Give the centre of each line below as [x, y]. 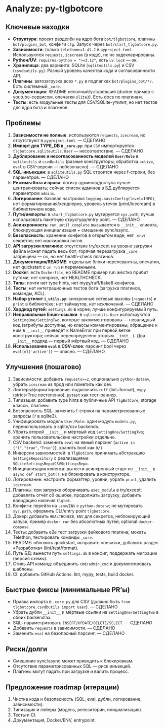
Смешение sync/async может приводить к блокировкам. [73, 661]
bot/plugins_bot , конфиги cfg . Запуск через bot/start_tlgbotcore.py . [85, 44]
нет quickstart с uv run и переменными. [55, 267]
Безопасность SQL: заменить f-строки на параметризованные [79, 411]
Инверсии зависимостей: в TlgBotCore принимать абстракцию [79, 453]
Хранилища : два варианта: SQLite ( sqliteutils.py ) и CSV [74, 65]
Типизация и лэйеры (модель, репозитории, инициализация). [78, 710]
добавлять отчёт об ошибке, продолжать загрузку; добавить [77, 495]
